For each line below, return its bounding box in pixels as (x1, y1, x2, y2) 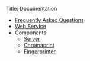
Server (23, 36, 40, 42)
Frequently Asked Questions (14, 17, 84, 23)
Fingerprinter (23, 48, 56, 55)
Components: (14, 29, 49, 36)
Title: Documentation (6, 5, 57, 12)
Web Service (14, 23, 46, 30)
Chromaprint (23, 41, 54, 49)
